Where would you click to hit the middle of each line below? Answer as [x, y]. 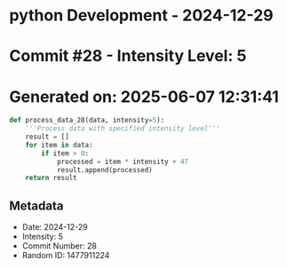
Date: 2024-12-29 [55, 227]
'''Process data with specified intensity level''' [123, 129]
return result [51, 178]
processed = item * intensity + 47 [123, 162]
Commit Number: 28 [60, 246]
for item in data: [59, 145]
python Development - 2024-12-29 [141, 16]
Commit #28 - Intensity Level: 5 [128, 56]
